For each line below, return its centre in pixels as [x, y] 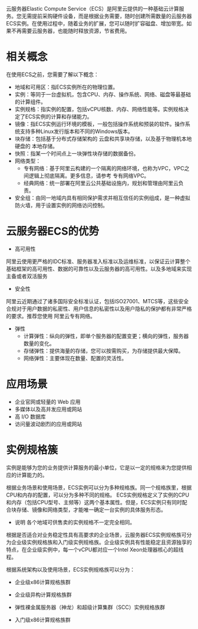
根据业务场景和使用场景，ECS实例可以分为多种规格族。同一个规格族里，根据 [99, 487]
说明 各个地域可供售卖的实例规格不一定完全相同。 [75, 522]
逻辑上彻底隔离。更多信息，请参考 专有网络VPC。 [89, 176]
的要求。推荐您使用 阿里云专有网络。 [51, 316]
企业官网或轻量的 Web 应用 [47, 401]
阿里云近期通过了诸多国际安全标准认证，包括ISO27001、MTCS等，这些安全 [98, 301]
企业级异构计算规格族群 [43, 594]
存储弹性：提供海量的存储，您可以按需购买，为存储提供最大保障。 [103, 351]
